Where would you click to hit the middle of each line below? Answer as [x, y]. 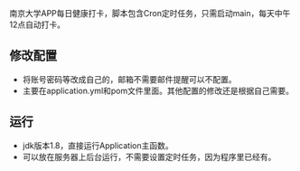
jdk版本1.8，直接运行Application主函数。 [98, 145]
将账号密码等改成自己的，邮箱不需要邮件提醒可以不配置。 [129, 79]
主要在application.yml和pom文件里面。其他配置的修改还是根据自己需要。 [158, 90]
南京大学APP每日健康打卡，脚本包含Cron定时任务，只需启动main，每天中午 [150, 13]
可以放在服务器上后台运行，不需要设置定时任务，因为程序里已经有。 [149, 157]
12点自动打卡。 [37, 24]
